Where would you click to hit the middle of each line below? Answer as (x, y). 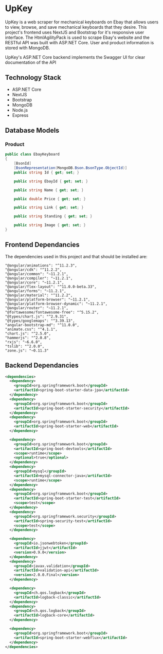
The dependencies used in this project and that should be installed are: (76, 256)
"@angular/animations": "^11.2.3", (41, 265)
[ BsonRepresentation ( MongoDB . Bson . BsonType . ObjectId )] (71, 168)
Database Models (32, 131)
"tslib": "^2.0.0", (25, 346)
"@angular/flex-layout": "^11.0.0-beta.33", (51, 287)
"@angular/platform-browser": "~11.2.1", (48, 300)
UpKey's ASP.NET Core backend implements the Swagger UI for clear (75, 57)
